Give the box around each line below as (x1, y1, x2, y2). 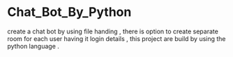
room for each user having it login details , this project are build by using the (7, 34, 226, 42)
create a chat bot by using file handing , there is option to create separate (7, 27, 218, 35)
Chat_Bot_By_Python (7, 4, 132, 20)
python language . (7, 42, 59, 50)
